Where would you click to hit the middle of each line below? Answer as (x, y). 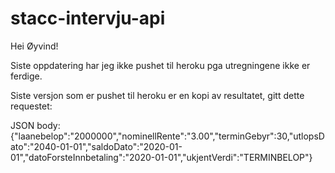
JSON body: (35, 125)
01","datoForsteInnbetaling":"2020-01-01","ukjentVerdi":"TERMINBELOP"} (161, 157)
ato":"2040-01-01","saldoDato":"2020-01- (96, 146)
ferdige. (26, 76)
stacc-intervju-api (88, 18)
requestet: (31, 106)
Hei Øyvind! (34, 46)
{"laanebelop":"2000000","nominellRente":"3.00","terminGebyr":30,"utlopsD (167, 136)
